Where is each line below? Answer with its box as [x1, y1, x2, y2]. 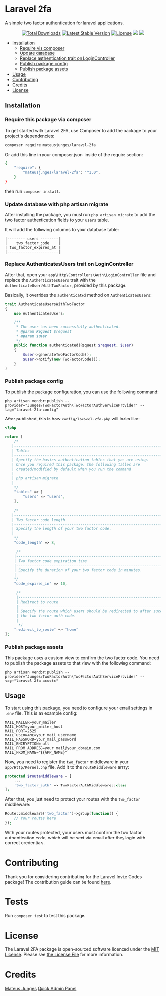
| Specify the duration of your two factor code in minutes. [14, 568, 142, 573]
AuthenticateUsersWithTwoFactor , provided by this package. [5, 282, 127, 288]
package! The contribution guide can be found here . [5, 879, 112, 885]
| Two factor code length [11, 517, 65, 522]
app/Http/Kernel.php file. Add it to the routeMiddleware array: [5, 764, 129, 770]
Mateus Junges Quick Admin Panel [5, 985, 77, 991]
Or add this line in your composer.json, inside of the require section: [5, 151, 143, 157]
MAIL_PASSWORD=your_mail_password [5, 737, 77, 742]
